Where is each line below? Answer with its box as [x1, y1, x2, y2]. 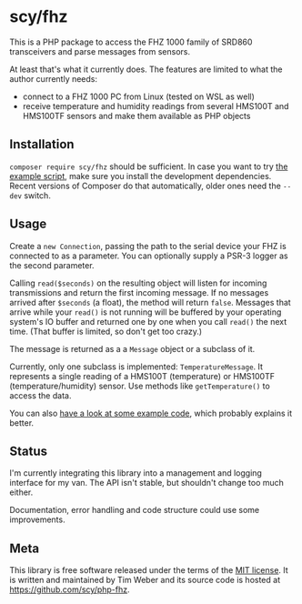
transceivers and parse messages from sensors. [9, 45, 191, 56]
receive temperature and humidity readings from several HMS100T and [22, 100, 289, 111]
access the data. [9, 389, 72, 401]
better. [9, 417, 35, 428]
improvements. [9, 514, 65, 525]
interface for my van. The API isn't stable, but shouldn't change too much [9, 478, 285, 488]
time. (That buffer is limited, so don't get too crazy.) [9, 326, 203, 337]
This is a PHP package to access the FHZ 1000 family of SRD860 [9, 36, 253, 47]
